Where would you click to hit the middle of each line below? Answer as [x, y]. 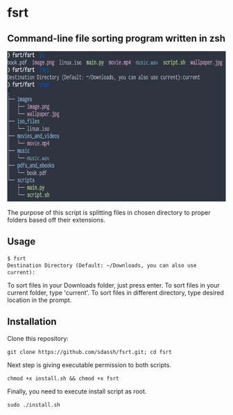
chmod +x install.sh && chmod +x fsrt [63, 378]
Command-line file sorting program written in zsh [116, 38]
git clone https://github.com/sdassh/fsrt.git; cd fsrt [89, 352]
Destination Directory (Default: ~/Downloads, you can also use [102, 265]
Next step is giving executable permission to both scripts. [89, 364]
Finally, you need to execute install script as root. [77, 391]
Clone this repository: [38, 338]
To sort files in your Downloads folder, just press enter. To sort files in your [114, 285]
